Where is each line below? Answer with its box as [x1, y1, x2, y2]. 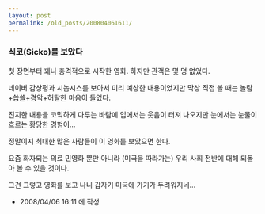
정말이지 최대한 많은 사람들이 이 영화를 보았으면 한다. [8, 136, 171, 146]
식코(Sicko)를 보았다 [8, 47, 83, 58]
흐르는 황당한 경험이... [8, 120, 76, 129]
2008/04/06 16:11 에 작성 [19, 197, 100, 206]
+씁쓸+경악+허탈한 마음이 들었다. [8, 93, 112, 102]
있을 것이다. [32, 163, 70, 173]
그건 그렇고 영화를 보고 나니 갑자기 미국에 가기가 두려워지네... [8, 180, 196, 189]
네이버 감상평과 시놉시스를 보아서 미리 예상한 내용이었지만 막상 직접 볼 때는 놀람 [8, 82, 253, 92]
